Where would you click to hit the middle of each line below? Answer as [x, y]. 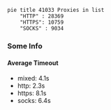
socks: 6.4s [34, 101]
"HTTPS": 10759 [42, 22]
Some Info [25, 46]
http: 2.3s [31, 86]
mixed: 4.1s [33, 78]
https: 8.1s [32, 93]
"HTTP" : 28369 [42, 16]
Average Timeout [33, 62]
